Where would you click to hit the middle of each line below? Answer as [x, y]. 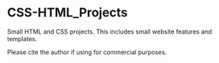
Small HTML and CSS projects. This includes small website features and [109, 32]
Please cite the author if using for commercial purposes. [87, 52]
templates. [22, 38]
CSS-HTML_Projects [67, 13]
